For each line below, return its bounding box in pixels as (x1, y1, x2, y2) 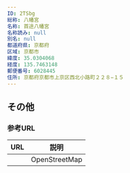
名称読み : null (7, 29, 47, 36)
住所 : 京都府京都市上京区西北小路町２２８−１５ (7, 73, 124, 81)
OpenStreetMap (30, 155, 83, 165)
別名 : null (7, 36, 36, 43)
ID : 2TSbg (7, 10, 36, 17)
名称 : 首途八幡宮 (7, 23, 50, 30)
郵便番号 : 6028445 (7, 67, 56, 74)
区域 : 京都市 (7, 49, 39, 56)
